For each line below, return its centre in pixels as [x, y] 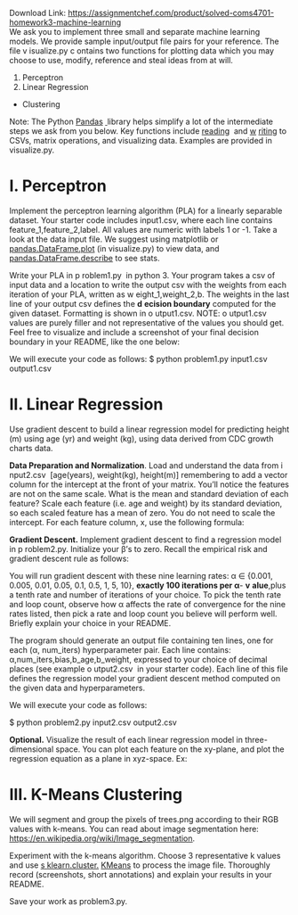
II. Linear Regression [86, 404]
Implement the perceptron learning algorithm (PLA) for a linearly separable [146, 210]
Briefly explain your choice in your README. [90, 622]
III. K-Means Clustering [96, 795]
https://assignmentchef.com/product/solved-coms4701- [171, 13]
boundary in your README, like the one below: [95, 342]
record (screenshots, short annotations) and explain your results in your [141, 874]
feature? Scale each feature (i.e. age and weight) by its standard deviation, [146, 503]
